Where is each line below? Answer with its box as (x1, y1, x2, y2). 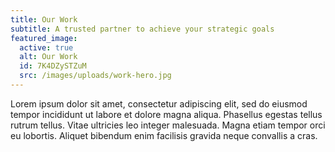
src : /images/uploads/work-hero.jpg (19, 71, 172, 81)
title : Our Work (10, 14, 78, 25)
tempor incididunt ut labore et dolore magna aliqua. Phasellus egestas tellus (10, 108, 323, 120)
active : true (19, 42, 74, 53)
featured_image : (10, 33, 78, 43)
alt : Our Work (19, 52, 78, 62)
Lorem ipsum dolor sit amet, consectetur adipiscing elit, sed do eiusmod (10, 97, 308, 110)
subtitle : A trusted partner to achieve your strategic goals (10, 24, 275, 34)
